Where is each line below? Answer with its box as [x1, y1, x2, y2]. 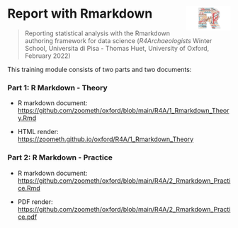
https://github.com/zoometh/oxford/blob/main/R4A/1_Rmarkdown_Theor [17, 107, 229, 115]
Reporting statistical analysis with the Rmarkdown [24, 29, 171, 37]
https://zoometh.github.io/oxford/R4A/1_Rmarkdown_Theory [17, 135, 194, 143]
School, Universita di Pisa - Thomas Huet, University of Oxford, [24, 44, 210, 52]
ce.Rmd [17, 184, 40, 192]
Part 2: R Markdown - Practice [7, 152, 113, 162]
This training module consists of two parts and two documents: [7, 65, 192, 73]
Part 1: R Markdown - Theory [7, 83, 108, 92]
